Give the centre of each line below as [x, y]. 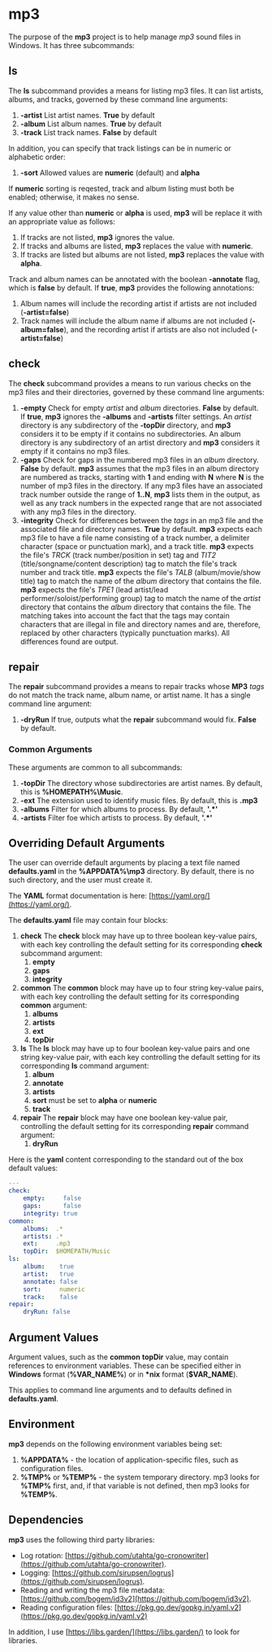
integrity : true [51, 1213]
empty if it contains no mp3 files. [75, 451]
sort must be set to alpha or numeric [95, 1101]
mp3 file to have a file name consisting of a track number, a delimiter [135, 538]
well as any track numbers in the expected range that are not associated [141, 503]
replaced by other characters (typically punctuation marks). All [125, 633]
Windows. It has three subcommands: [72, 45]
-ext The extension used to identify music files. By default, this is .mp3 [139, 800]
